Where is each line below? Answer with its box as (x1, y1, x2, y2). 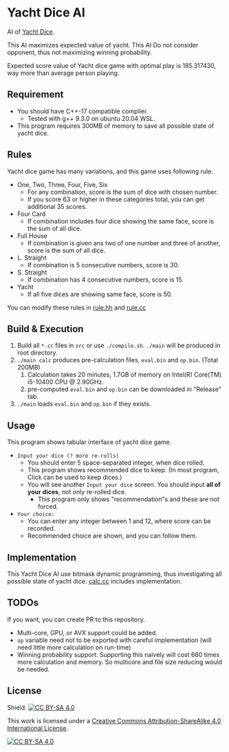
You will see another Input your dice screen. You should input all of (27, 480, 221, 489)
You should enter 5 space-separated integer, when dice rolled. (27, 458, 205, 467)
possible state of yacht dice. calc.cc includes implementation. (7, 577, 182, 585)
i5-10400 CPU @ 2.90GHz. (27, 378, 105, 386)
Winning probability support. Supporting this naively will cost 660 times (17, 650, 220, 659)
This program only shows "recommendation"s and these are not (37, 495, 220, 503)
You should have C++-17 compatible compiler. (17, 107, 149, 115)
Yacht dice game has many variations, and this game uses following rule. (7, 167, 213, 175)
